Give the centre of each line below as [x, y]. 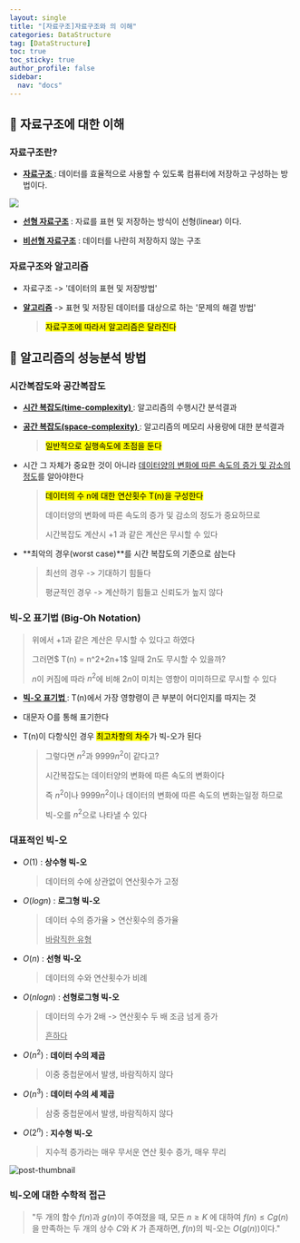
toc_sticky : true [42, 60]
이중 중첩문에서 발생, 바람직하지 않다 [109, 1074]
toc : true [28, 52]
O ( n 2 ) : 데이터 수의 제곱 [64, 1054]
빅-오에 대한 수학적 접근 [58, 1196]
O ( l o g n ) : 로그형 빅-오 [61, 900]
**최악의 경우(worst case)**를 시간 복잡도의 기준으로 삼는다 [129, 553]
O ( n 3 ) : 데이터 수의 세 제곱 [68, 1093]
